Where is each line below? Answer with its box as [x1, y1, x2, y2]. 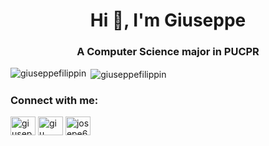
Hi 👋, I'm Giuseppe [89, 9, 247, 32]
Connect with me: [10, 94, 99, 108]
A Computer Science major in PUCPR [76, 45, 260, 59]
